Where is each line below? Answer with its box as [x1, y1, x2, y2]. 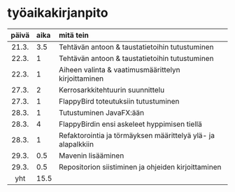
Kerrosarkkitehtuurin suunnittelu [59, 85, 165, 95]
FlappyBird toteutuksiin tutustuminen [59, 96, 180, 106]
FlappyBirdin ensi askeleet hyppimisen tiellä [59, 119, 203, 129]
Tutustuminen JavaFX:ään [59, 107, 145, 117]
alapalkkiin [59, 139, 94, 149]
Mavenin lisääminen [59, 151, 124, 160]
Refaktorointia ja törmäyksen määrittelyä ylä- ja [59, 130, 215, 140]
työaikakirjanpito [7, 5, 108, 21]
